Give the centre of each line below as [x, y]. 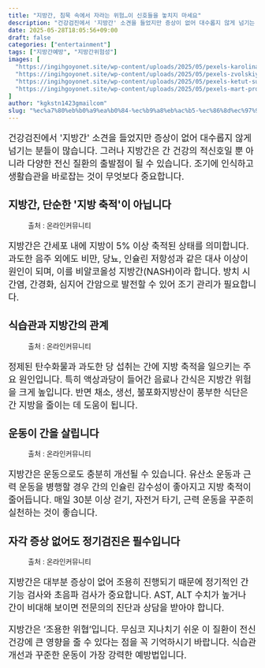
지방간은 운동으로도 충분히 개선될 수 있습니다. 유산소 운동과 [125, 474]
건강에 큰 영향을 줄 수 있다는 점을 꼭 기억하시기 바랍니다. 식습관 [132, 642]
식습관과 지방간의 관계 [58, 325]
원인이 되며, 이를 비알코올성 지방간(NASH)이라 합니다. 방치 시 [129, 271]
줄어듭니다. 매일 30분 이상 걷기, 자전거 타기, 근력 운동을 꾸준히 [131, 500]
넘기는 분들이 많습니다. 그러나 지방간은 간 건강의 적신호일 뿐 [126, 151]
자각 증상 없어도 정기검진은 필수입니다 [94, 541]
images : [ [24, 60]
